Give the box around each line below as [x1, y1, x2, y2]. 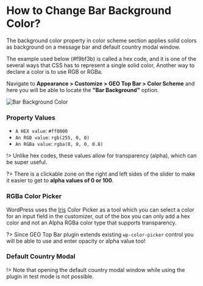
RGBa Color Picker [6, 192, 62, 201]
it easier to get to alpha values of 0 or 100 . [6, 177, 114, 184]
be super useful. [6, 159, 48, 166]
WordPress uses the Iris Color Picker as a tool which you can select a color [6, 206, 194, 213]
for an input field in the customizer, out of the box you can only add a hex [6, 212, 190, 220]
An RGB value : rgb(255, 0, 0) [15, 134, 90, 141]
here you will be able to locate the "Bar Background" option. [6, 86, 159, 93]
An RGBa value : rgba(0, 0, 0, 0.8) [15, 140, 104, 148]
